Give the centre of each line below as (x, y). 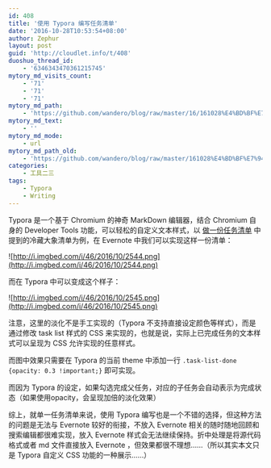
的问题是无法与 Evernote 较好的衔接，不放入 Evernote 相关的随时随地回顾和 (134, 424)
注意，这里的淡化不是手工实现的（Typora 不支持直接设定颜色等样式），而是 (132, 323)
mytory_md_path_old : (43, 151)
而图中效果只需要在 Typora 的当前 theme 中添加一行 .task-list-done (123, 360)
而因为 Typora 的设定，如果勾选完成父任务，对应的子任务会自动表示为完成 (132, 387)
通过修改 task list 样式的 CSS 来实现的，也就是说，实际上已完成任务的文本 (131, 332)
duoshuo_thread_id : (41, 61)
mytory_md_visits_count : (50, 76)
